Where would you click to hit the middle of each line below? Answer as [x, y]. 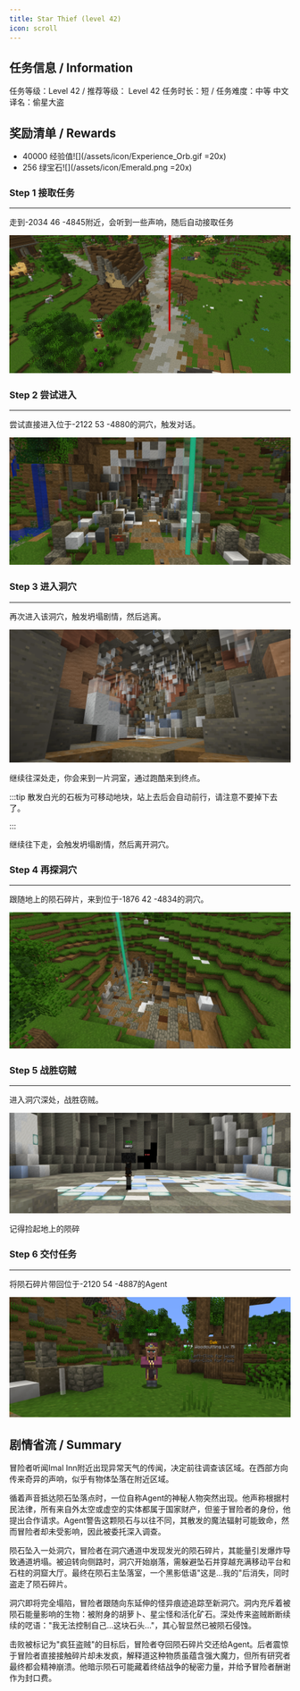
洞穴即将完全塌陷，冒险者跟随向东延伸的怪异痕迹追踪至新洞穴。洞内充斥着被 [150, 1603]
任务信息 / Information [71, 67]
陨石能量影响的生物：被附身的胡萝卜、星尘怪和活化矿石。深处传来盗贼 [138, 1614]
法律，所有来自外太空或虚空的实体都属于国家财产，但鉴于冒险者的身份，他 [154, 1510]
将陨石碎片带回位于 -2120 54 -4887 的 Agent [88, 1283]
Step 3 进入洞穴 [43, 587]
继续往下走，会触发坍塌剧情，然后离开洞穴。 [92, 844]
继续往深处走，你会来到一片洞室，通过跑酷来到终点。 [107, 778]
